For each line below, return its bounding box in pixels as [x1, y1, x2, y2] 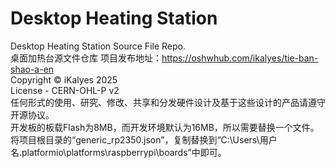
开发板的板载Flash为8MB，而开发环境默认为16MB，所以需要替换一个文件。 [10, 121, 320, 133]
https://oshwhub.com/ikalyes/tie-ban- [161, 52, 319, 64]
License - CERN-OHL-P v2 [10, 84, 120, 96]
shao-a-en [10, 63, 55, 75]
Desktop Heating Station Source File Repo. [10, 40, 186, 52]
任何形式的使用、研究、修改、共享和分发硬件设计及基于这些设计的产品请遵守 [10, 96, 326, 108]
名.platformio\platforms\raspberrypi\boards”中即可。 [10, 146, 227, 158]
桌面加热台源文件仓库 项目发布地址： [10, 52, 162, 64]
